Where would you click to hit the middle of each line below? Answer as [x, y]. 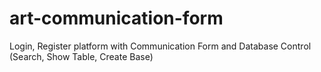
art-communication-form [116, 18]
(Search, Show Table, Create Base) [81, 56]
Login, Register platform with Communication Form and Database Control [160, 46]
